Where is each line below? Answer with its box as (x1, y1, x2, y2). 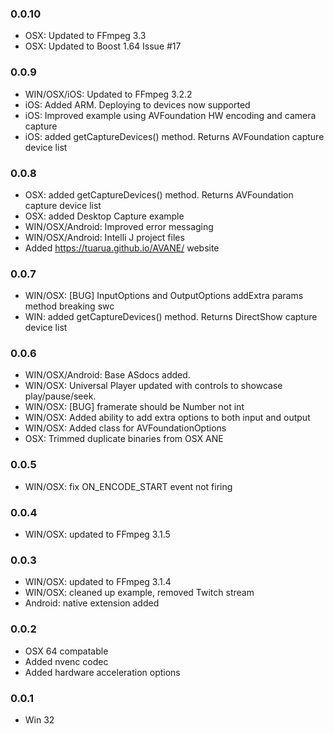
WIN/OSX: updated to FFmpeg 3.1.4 (24, 576, 172, 588)
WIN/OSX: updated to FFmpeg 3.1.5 (24, 528, 171, 541)
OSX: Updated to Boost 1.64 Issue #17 (24, 40, 182, 52)
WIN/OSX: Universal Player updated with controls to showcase (24, 380, 283, 392)
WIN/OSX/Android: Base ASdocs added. (24, 369, 191, 381)
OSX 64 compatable (24, 645, 109, 657)
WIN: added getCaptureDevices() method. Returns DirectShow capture (24, 311, 318, 323)
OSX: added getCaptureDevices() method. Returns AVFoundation (24, 188, 294, 201)
